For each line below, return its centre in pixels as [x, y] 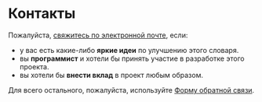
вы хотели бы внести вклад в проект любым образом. [111, 75]
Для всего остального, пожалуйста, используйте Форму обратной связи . [131, 90]
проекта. [34, 66]
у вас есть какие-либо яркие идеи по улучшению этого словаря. [129, 50]
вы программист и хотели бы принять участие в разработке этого [132, 58]
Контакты [42, 14]
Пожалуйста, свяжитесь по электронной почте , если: [98, 35]
